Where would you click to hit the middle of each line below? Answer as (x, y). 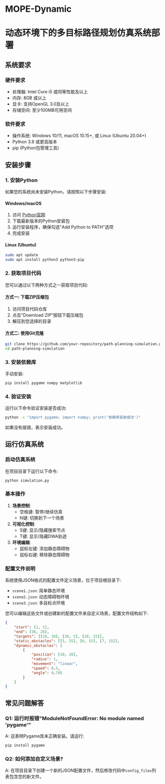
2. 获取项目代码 (23, 273)
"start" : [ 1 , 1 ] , (32, 627)
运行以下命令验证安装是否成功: (36, 408)
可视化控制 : (24, 524)
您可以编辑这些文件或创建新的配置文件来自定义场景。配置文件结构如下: (77, 613)
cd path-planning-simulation (35, 349)
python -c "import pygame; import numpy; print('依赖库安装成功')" (73, 418)
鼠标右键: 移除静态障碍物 (44, 554)
